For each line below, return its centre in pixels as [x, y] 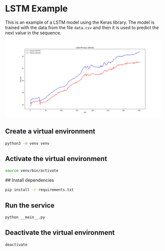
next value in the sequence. [33, 33]
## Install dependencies [30, 180]
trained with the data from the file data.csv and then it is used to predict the [82, 27]
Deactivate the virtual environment [60, 233]
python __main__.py [25, 217]
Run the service [30, 205]
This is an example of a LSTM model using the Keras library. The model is [80, 22]
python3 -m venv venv [27, 143]
